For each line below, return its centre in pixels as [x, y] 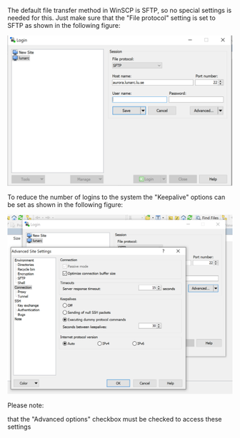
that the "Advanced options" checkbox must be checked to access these [115, 419]
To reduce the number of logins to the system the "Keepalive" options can [116, 197]
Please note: [26, 405]
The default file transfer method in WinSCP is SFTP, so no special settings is [120, 10]
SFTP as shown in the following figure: [64, 25]
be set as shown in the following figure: [65, 204]
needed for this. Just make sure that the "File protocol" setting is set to [111, 18]
